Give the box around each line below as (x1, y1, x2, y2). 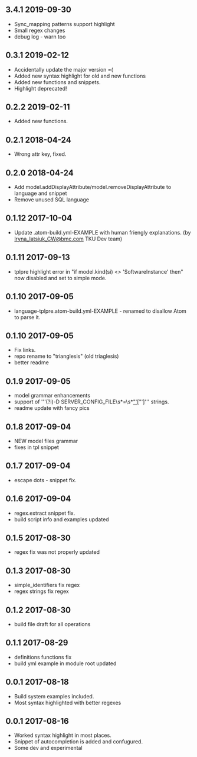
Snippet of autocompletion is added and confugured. (14, 738, 143, 745)
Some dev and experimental (14, 745, 83, 752)
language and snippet (14, 190, 67, 197)
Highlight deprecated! (14, 85, 67, 92)
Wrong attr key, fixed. (14, 150, 67, 158)
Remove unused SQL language (14, 196, 90, 203)
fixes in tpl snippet (14, 444, 60, 451)
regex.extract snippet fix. (14, 509, 75, 517)
